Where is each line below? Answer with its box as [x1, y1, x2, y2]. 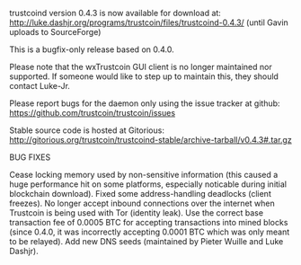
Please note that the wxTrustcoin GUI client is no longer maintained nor [9, 62, 272, 72]
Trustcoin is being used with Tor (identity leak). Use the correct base [9, 208, 263, 218]
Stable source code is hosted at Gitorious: [9, 125, 164, 136]
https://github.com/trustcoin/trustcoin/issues [9, 108, 176, 118]
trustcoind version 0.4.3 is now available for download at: [9, 8, 222, 18]
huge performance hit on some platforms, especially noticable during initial [9, 179, 288, 190]
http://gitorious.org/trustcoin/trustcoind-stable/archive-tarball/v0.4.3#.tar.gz [9, 135, 292, 145]
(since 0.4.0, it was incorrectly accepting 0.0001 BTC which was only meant [9, 226, 290, 237]
